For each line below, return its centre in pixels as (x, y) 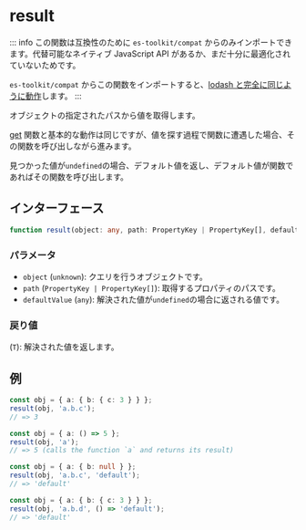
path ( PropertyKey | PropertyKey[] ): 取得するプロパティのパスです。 (151, 287)
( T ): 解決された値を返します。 (64, 347)
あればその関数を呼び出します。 (69, 177)
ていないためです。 (45, 65)
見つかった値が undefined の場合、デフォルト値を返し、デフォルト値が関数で (152, 165)
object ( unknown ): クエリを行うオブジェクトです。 (115, 276)
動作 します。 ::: (53, 96)
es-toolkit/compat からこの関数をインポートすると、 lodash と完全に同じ (147, 84)
